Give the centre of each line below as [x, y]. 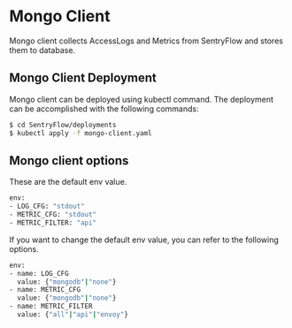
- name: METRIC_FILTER [51, 307]
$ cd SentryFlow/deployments [63, 125]
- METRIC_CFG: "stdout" [53, 215]
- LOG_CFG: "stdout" [47, 206]
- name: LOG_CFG [39, 273]
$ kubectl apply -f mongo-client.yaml [81, 133]
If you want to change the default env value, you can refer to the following [144, 240]
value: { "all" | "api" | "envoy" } [73, 315]
